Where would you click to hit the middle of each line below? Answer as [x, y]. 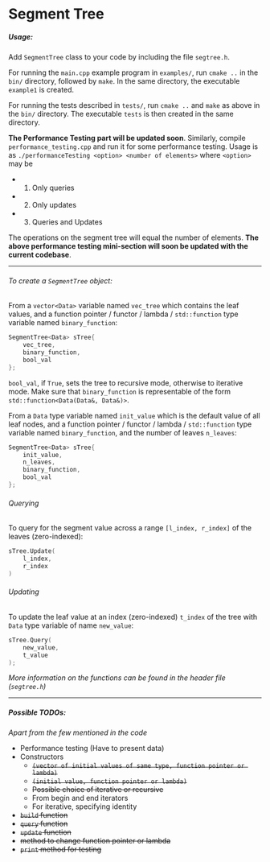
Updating [24, 592]
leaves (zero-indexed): [46, 537]
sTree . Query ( [30, 640]
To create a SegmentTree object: [60, 280]
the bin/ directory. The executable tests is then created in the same [121, 114]
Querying [24, 503]
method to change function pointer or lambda [95, 841]
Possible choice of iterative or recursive [98, 790]
